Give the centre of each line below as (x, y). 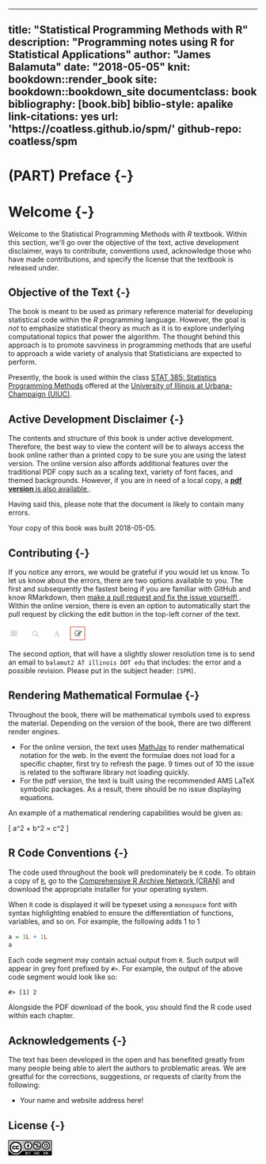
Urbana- (218, 386)
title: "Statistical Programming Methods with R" (128, 30)
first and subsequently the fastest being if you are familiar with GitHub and (129, 588)
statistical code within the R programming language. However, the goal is (127, 320)
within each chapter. (42, 1016)
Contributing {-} (49, 553)
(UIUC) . (60, 394)
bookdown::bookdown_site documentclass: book (133, 92)
